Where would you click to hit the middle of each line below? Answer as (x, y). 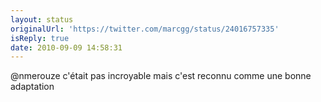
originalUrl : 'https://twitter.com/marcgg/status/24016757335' (145, 29)
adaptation (32, 87)
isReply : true (40, 38)
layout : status (42, 19)
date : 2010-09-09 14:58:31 (66, 47)
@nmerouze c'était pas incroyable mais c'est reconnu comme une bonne (161, 76)
